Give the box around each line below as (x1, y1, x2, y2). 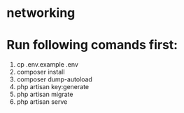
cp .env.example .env (16, 60, 78, 69)
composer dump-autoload (16, 75, 92, 84)
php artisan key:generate (16, 83, 90, 91)
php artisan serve (16, 98, 68, 106)
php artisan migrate (16, 90, 73, 99)
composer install (16, 68, 65, 77)
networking (6, 5, 76, 21)
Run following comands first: (6, 37, 178, 53)
